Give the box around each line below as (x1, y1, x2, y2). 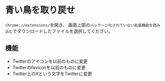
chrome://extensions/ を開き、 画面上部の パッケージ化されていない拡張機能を (5, 22, 153, 28)
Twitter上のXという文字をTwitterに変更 (12, 71, 92, 77)
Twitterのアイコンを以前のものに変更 (12, 58, 88, 64)
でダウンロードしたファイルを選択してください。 (12, 28, 113, 34)
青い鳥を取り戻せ (5, 4, 76, 16)
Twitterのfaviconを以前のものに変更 (12, 64, 86, 70)
